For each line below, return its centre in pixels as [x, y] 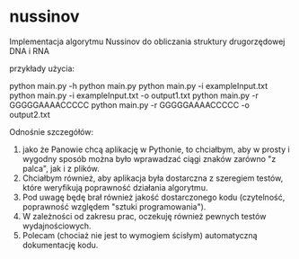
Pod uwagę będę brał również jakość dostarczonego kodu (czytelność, [154, 197]
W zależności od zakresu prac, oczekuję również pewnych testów [144, 216]
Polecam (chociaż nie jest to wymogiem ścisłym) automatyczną [140, 235]
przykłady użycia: [42, 68]
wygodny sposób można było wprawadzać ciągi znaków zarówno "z [149, 158]
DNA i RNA [29, 50]
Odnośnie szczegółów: [52, 131]
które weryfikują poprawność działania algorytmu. [115, 187]
